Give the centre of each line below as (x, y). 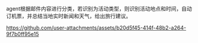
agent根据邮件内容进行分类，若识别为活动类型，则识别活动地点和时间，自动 (99, 9)
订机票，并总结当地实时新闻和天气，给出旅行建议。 (69, 16)
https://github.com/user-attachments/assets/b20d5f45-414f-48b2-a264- (96, 28)
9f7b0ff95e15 (23, 34)
